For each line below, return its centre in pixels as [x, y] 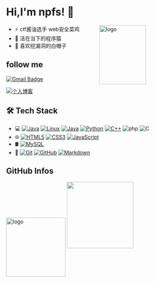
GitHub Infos [30, 171]
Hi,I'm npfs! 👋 [40, 12]
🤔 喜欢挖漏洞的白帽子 [41, 45]
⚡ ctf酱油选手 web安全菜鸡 [47, 29]
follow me [25, 65]
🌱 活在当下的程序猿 [38, 38]
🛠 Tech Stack [32, 111]
